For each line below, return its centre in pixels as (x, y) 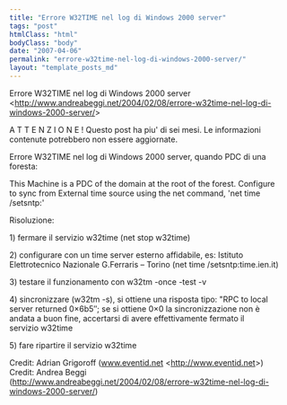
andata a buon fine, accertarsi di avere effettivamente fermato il (127, 318)
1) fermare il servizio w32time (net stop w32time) (100, 237)
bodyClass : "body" (43, 43)
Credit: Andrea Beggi (48, 372)
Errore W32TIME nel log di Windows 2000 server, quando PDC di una (138, 156)
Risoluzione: (32, 220)
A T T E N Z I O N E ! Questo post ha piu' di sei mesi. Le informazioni (135, 129)
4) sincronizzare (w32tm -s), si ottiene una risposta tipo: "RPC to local (139, 299)
